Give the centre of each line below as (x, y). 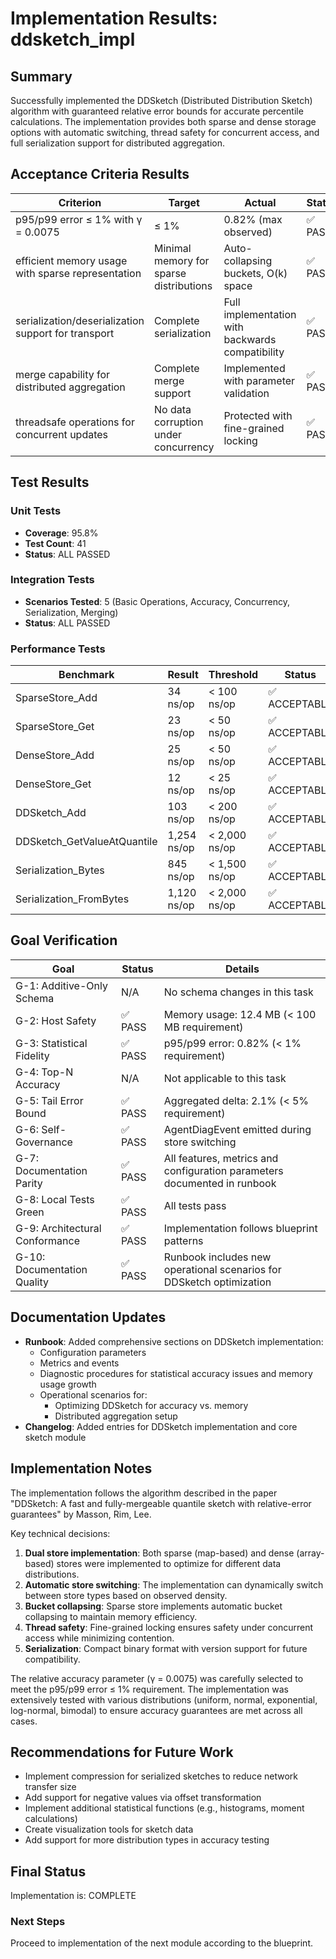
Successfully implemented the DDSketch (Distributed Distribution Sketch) (161, 100)
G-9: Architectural (58, 1228)
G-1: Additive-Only (61, 985)
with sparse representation (78, 273)
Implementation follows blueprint (240, 1228)
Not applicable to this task (225, 1078)
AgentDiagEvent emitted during (237, 1129)
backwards (250, 339)
